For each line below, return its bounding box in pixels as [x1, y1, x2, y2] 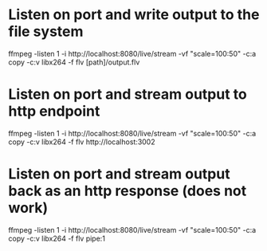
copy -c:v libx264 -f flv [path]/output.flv [8, 57, 140, 67]
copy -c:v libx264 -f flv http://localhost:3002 [8, 137, 155, 147]
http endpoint [8, 102, 100, 120]
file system [8, 22, 84, 41]
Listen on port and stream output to [8, 85, 247, 104]
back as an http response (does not [8, 182, 247, 200]
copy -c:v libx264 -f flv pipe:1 [8, 233, 106, 243]
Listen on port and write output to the [8, 6, 260, 24]
